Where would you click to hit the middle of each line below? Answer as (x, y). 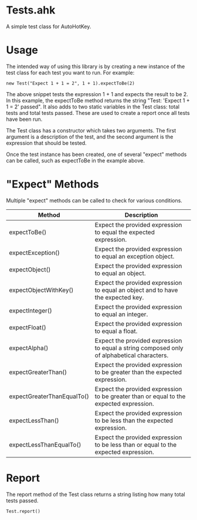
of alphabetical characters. (132, 355)
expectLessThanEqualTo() (45, 444)
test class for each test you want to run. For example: (70, 72)
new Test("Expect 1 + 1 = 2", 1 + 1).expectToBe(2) (70, 83)
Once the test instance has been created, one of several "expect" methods (96, 154)
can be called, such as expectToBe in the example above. (75, 160)
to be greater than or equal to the (140, 396)
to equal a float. (116, 331)
